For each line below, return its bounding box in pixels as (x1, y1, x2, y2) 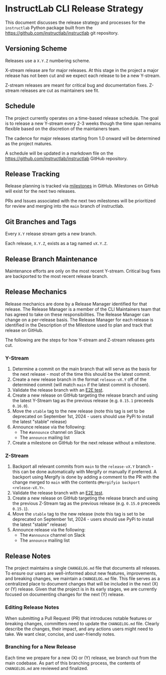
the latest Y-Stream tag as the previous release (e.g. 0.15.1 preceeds (12, 398, 154, 404)
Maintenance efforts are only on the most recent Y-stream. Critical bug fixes (5, 268, 161, 274)
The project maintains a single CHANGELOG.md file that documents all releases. (5, 565, 161, 571)
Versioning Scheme (5, 44, 67, 53)
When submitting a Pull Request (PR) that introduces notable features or (5, 615, 152, 621)
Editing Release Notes (5, 604, 59, 611)
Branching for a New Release (5, 643, 76, 650)
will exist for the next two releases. (5, 188, 76, 194)
